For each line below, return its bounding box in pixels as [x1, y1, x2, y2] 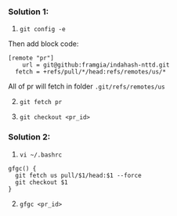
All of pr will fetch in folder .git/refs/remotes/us [8, 81, 166, 92]
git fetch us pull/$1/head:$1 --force [15, 171, 143, 179]
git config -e [19, 26, 66, 34]
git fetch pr [19, 99, 63, 106]
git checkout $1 [15, 178, 68, 186]
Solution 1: [8, 6, 49, 17]
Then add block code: [8, 39, 79, 49]
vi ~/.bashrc [19, 151, 63, 159]
